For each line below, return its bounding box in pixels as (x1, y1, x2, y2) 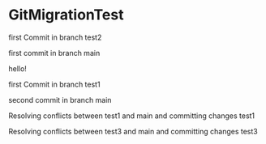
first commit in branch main (8, 48, 101, 57)
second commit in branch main (8, 95, 112, 104)
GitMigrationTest (8, 6, 124, 24)
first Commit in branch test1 (8, 79, 101, 89)
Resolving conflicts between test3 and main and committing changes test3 (8, 126, 258, 136)
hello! (8, 63, 27, 74)
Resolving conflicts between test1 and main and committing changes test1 (8, 111, 255, 121)
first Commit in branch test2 (8, 32, 102, 42)
